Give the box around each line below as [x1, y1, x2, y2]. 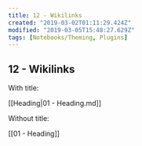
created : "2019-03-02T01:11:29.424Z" [8, 19, 132, 27]
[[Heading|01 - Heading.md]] [8, 99, 102, 108]
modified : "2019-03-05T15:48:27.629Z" [8, 26, 135, 34]
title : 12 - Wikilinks [8, 11, 82, 20]
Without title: [8, 114, 49, 123]
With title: [8, 83, 39, 93]
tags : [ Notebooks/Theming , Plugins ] [8, 33, 128, 42]
